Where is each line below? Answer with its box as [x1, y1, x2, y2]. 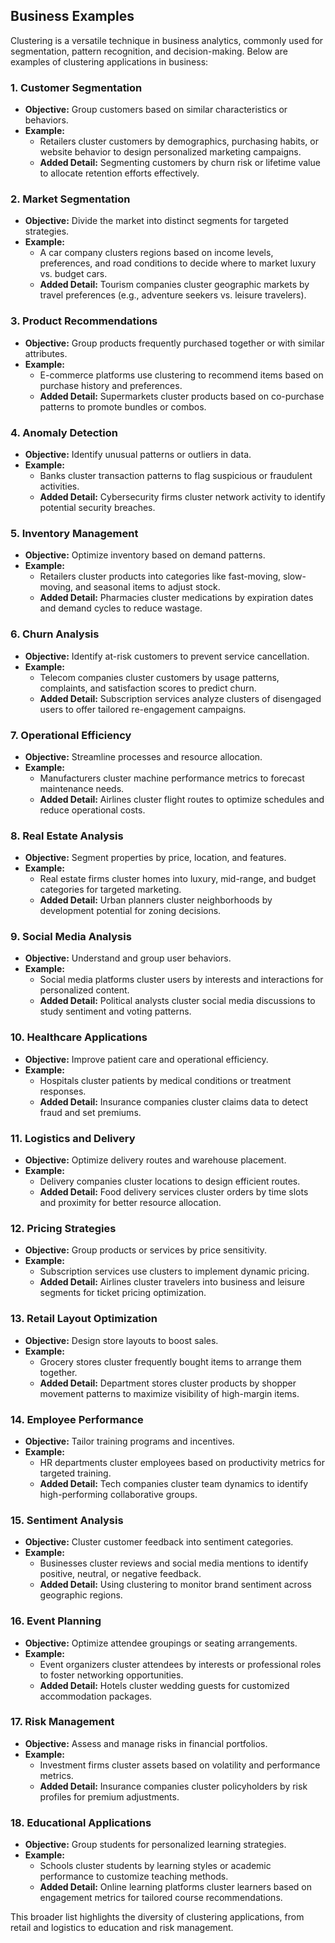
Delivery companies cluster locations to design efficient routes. [39, 1175, 301, 1188]
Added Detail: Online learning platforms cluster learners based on [39, 1881, 313, 1893]
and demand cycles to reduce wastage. [39, 602, 203, 614]
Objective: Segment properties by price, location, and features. [24, 852, 287, 864]
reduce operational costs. [39, 804, 146, 816]
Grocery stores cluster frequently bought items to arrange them [39, 1355, 302, 1368]
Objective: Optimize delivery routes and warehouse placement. [24, 1154, 287, 1166]
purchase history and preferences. [39, 379, 183, 391]
